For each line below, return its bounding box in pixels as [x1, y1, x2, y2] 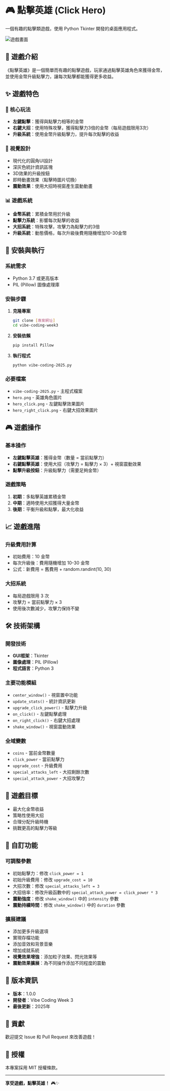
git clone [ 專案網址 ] [12, 318, 56, 323]
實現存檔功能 [12, 934, 39, 940]
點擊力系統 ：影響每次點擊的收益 [12, 217, 79, 224]
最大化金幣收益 [12, 806, 44, 812]
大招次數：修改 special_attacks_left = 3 [12, 883, 100, 889]
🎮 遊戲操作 [5, 423, 41, 432]
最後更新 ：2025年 [12, 1003, 51, 1009]
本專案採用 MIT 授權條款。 [5, 1065, 61, 1071]
